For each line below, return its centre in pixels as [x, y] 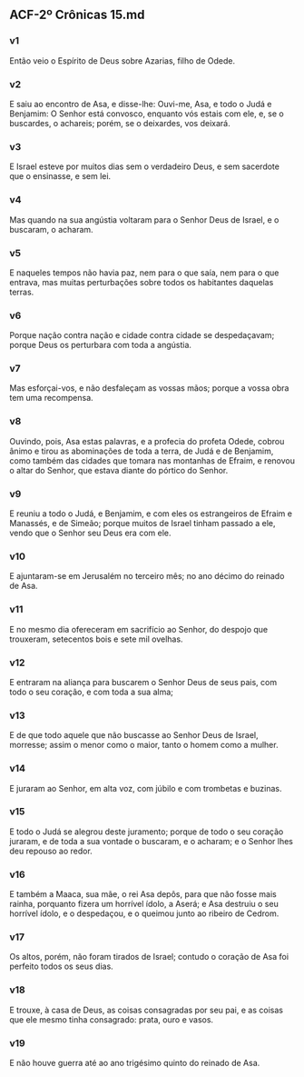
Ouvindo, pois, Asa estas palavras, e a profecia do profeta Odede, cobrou [147, 441]
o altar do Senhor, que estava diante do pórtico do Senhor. [119, 470]
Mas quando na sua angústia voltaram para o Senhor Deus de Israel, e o [144, 219]
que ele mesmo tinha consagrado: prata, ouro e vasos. [112, 1019]
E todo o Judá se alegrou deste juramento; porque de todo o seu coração [147, 832]
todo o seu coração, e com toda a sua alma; [92, 692]
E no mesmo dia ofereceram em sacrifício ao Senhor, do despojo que [139, 629]
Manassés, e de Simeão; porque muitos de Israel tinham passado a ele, [142, 524]
